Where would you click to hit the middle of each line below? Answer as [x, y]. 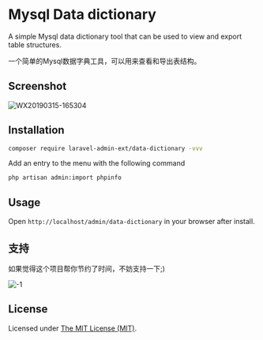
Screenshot [38, 86]
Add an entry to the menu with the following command [97, 163]
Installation [36, 131]
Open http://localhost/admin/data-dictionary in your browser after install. [131, 222]
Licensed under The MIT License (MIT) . [73, 328]
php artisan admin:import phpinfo [65, 178]
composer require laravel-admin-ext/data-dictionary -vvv [105, 148]
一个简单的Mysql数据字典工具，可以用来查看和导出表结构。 [105, 61]
